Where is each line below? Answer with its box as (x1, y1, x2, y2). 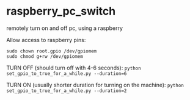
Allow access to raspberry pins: (6, 36, 86, 43)
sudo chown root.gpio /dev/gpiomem (6, 48, 97, 54)
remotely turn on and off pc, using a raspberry (6, 24, 123, 32)
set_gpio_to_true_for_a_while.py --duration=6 (6, 70, 127, 77)
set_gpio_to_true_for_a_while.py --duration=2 (6, 87, 127, 94)
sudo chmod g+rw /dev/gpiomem (6, 53, 84, 59)
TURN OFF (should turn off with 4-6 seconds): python (6, 64, 142, 71)
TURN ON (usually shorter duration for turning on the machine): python (6, 81, 185, 88)
